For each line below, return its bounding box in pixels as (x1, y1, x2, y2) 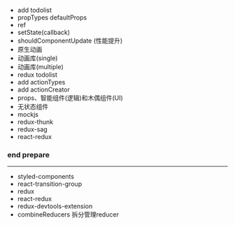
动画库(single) (17, 54, 58, 62)
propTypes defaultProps (17, 13, 87, 22)
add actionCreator (17, 85, 70, 94)
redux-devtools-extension (17, 202, 93, 210)
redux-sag (17, 125, 48, 133)
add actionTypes (17, 78, 66, 86)
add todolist (17, 6, 52, 14)
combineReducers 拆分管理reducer (17, 210, 119, 219)
